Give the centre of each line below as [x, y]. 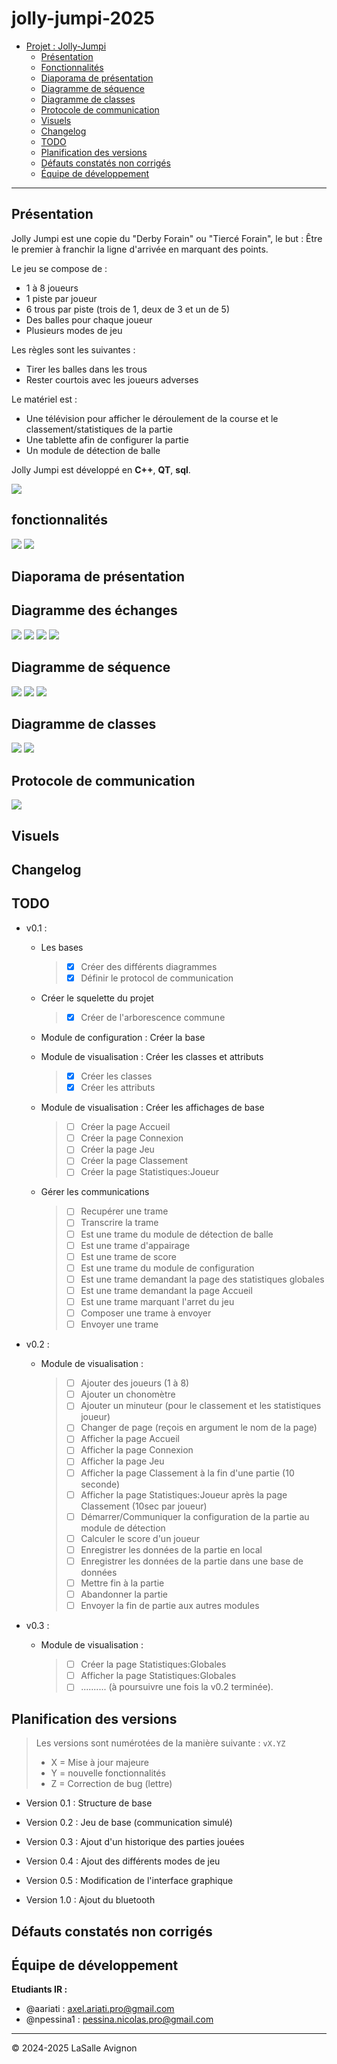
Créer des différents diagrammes [149, 966]
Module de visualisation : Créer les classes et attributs [152, 1056]
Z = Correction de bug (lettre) [111, 1784]
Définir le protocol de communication [157, 978]
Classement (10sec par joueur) [144, 1506]
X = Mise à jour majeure [100, 1763]
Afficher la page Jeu [122, 1461]
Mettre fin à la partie [122, 1583]
